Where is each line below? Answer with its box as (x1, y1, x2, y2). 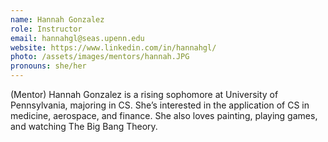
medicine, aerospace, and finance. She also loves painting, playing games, (10, 110, 318, 121)
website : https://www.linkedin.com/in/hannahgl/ (10, 42, 217, 53)
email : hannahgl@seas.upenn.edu (10, 33, 145, 43)
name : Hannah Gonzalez (10, 14, 105, 25)
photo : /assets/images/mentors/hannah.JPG (10, 52, 190, 62)
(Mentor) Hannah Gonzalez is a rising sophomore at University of (10, 89, 279, 100)
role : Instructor (10, 24, 83, 34)
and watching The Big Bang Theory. (10, 121, 158, 132)
